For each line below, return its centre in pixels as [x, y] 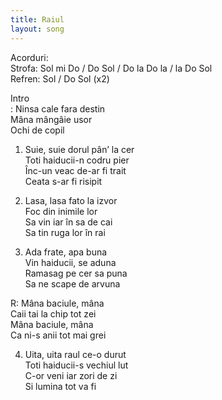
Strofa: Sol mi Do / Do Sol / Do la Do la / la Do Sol [111, 68]
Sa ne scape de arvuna [72, 283]
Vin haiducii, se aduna [70, 262]
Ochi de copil [37, 130]
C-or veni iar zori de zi [71, 375]
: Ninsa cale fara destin [58, 108]
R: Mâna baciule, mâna [57, 303]
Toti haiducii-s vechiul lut [76, 365]
